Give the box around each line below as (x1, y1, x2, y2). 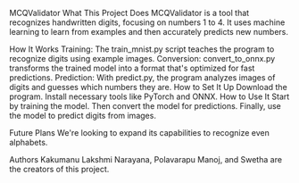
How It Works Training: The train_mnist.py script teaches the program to (9, 44, 275, 54)
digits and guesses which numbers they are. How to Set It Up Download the (9, 82, 287, 92)
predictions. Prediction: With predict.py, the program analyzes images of (9, 72, 276, 83)
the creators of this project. (9, 164, 110, 174)
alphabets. (9, 137, 48, 147)
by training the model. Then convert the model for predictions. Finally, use (9, 101, 281, 111)
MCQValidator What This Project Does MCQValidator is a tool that (9, 8, 250, 18)
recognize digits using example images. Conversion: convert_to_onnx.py (9, 54, 276, 63)
